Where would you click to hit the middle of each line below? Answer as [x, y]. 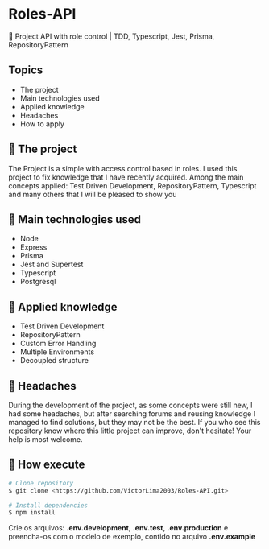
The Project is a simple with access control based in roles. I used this [123, 168]
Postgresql [38, 282]
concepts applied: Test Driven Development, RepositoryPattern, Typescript [132, 185]
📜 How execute [47, 465]
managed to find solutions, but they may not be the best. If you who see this [134, 422]
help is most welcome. [46, 439]
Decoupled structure [54, 361]
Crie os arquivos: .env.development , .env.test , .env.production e [118, 528]
